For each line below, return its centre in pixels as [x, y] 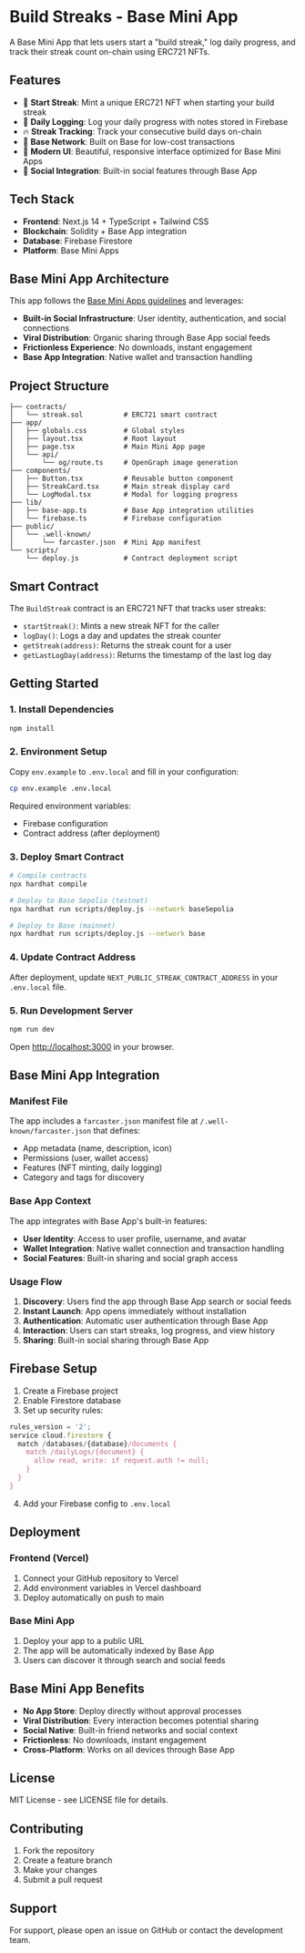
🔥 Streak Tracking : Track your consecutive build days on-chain [142, 131]
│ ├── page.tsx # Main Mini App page [107, 447]
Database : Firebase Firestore [77, 241]
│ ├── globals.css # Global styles [97, 431]
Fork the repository [59, 1851]
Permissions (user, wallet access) [86, 1158]
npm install [32, 728]
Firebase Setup [53, 1369]
